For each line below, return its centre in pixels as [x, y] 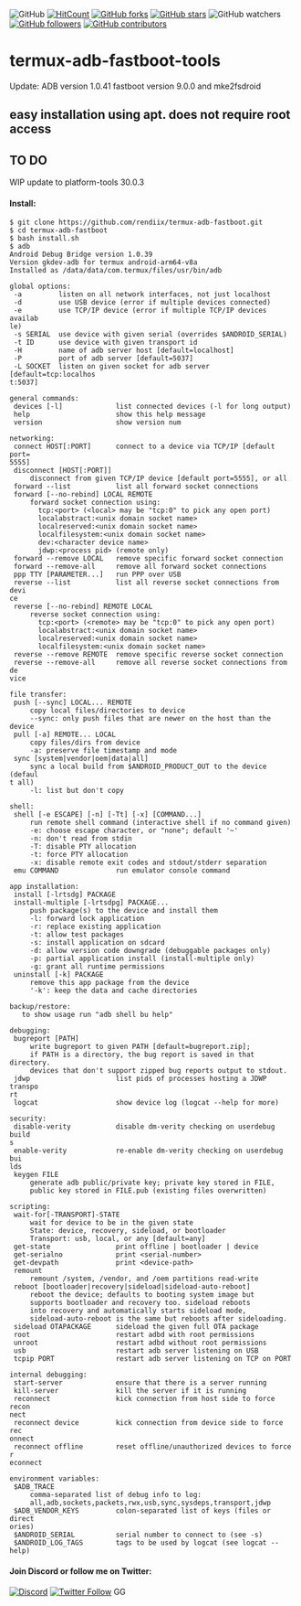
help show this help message [109, 415]
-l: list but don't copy [77, 791]
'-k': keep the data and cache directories [114, 991]
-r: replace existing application [95, 927]
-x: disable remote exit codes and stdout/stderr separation [148, 863]
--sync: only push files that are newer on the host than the [150, 719]
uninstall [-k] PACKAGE [58, 975]
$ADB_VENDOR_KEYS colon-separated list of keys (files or [142, 1511]
